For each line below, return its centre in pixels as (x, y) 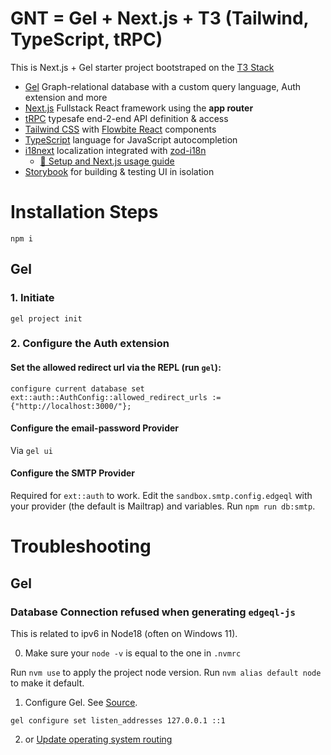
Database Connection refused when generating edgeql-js (153, 612)
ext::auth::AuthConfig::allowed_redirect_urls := (116, 397)
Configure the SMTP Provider (73, 473)
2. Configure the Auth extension (90, 344)
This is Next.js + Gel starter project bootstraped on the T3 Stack (142, 67)
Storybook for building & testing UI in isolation (119, 171)
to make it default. (47, 683)
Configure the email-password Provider (95, 428)
